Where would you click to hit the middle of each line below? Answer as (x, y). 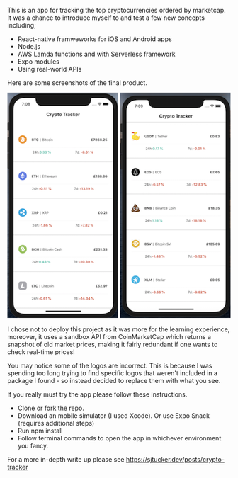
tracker (18, 467)
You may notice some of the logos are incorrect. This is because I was (110, 365)
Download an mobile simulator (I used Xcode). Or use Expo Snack (114, 416)
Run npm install (40, 431)
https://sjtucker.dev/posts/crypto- (175, 459)
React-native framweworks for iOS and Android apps (95, 39)
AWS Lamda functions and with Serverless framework (96, 54)
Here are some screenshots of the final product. (77, 83)
